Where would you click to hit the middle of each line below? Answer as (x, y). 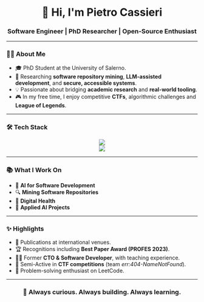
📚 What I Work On (34, 170)
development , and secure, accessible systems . (76, 83)
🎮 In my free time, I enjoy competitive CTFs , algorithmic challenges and (105, 96)
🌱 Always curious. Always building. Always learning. (102, 292)
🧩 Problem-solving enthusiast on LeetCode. (70, 270)
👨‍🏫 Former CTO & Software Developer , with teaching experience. (97, 258)
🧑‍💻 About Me (26, 54)
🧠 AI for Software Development (55, 186)
